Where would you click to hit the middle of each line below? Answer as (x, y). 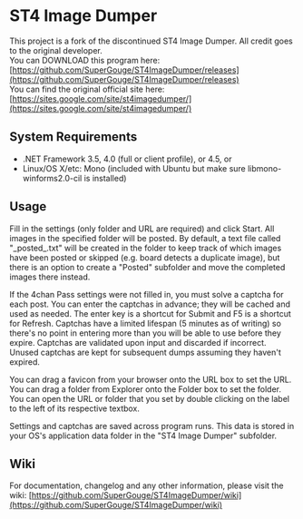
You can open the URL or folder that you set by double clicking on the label (150, 398)
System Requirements (73, 137)
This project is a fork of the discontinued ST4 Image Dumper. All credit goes (151, 41)
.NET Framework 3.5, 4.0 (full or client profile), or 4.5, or (127, 159)
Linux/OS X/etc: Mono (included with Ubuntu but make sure (134, 168)
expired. (25, 362)
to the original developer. (56, 50)
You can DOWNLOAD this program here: (85, 60)
